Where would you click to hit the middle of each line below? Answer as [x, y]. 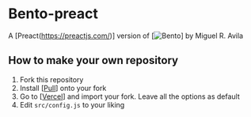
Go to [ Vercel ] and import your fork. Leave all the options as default [129, 96]
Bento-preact [53, 14]
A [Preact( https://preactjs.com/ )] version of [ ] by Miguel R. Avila [126, 36]
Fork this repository [51, 79]
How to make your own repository [93, 60]
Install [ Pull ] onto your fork [63, 88]
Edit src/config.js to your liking [72, 104]
